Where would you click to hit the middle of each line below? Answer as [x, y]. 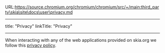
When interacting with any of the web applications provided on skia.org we [81, 40]
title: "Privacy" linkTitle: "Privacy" [39, 26]
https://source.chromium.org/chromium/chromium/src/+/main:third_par [87, 7]
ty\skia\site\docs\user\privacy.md [39, 12]
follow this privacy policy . [31, 45]
